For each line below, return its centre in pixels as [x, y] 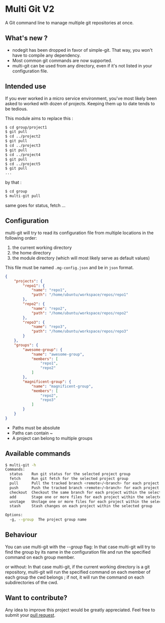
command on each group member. [40, 557]
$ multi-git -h [21, 465]
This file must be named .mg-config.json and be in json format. [69, 267]
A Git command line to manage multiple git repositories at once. [69, 23]
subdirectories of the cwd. [32, 582]
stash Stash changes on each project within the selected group [81, 506]
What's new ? [27, 38]
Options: [14, 515]
